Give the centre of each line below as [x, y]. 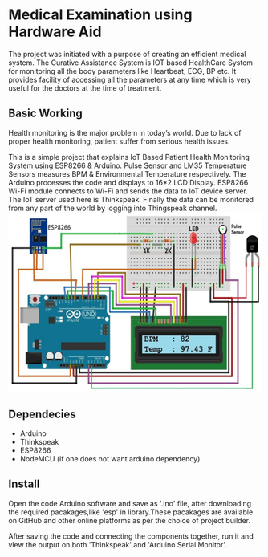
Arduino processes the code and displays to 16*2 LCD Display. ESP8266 [128, 182]
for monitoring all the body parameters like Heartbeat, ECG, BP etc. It [122, 71]
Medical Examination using [100, 15]
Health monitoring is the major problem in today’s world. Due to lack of [125, 132]
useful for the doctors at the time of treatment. [85, 88]
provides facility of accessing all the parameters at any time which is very [130, 79]
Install [24, 484]
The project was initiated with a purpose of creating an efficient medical [127, 54]
